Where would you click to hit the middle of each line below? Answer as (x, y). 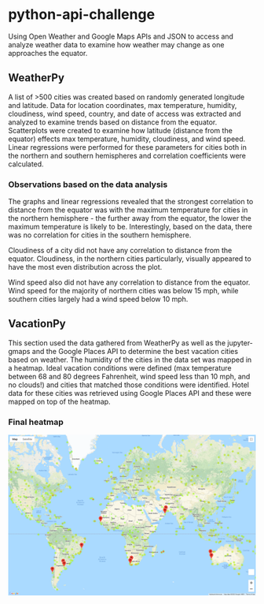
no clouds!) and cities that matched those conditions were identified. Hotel (129, 385)
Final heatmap (36, 422)
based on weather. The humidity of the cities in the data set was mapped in (130, 360)
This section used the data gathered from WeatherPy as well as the (117, 343)
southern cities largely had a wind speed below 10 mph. (98, 299)
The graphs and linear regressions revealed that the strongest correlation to (131, 202)
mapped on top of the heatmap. (60, 401)
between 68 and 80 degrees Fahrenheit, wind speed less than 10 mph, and (129, 376)
